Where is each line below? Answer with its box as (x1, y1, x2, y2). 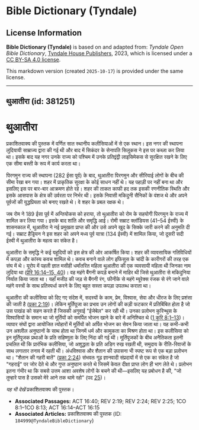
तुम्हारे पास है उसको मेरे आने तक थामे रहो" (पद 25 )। (6, 374, 106, 381)
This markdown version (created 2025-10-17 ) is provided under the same (6, 68, 184, 75)
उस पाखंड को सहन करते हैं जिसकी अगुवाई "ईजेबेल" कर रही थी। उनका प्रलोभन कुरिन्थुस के (6, 307, 178, 315)
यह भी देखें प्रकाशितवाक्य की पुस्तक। (6, 386, 75, 393)
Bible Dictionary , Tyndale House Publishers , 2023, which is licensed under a (6, 50, 192, 57)
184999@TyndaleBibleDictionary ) (14, 417, 94, 424)
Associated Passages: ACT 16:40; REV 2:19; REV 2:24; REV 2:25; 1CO (14, 398, 187, 405)
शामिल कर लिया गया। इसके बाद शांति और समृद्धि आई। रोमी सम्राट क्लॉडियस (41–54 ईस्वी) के (6, 217, 184, 224)
